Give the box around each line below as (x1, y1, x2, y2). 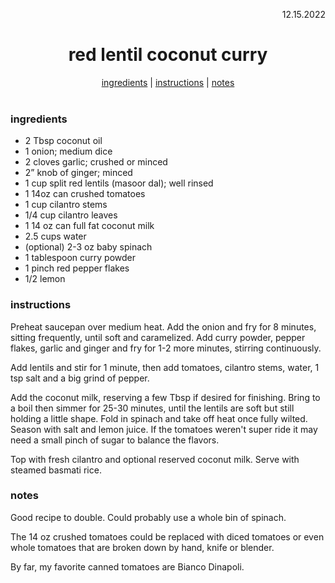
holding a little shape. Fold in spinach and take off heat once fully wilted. (10, 412, 308, 424)
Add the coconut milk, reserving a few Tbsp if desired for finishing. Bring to (10, 391, 321, 403)
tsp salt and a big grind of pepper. (10, 372, 150, 384)
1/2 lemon (24, 273, 66, 285)
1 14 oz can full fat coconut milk (24, 220, 155, 232)
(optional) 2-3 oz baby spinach (24, 241, 153, 253)
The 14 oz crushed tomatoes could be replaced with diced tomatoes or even (10, 530, 325, 543)
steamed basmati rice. (10, 464, 102, 476)
